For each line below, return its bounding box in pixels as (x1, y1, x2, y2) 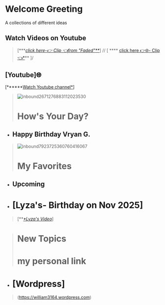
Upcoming (12, 180, 45, 188)
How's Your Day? (17, 111, 89, 122)
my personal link (17, 256, 86, 267)
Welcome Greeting (5, 3, 83, 15)
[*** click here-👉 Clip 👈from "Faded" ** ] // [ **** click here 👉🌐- (17, 47, 151, 53)
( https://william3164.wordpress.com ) (17, 294, 92, 301)
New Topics (17, 233, 66, 244)
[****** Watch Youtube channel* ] (5, 84, 75, 90)
